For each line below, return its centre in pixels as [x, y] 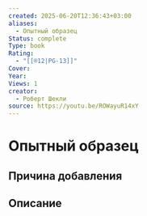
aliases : [23, 23]
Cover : [19, 69]
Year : [17, 76]
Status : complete [38, 38]
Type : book [27, 46]
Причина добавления [65, 176]
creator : [23, 91]
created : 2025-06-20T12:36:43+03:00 [70, 16]
